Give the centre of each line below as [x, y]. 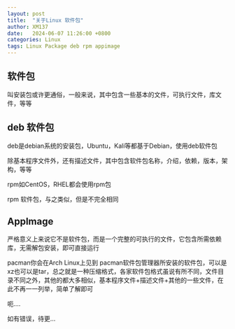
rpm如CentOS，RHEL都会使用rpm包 [59, 184]
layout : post [26, 14]
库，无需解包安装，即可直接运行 [53, 248]
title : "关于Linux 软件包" [45, 20]
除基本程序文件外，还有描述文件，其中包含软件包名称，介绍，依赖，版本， [114, 160]
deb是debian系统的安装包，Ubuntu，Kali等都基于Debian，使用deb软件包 [113, 146]
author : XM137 [28, 27]
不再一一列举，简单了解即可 [53, 289]
